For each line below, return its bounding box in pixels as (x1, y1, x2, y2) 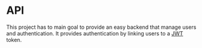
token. (6, 36, 22, 43)
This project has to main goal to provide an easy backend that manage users (6, 23, 197, 31)
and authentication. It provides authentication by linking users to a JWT (6, 29, 184, 37)
